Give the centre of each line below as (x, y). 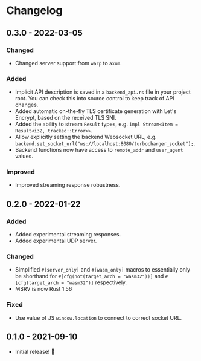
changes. (27, 105)
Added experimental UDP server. (56, 241)
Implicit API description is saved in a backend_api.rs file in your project (103, 92)
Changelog (34, 11)
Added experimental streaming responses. (68, 235)
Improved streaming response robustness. (68, 185)
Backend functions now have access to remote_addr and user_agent (99, 150)
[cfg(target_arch (37, 283)
